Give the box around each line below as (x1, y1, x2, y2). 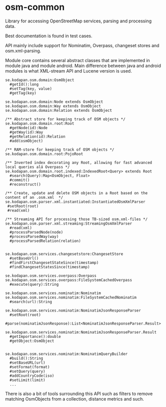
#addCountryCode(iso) (9, 373, 55, 378)
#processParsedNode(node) (9, 230, 64, 235)
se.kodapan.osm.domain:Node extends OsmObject (5, 99, 103, 104)
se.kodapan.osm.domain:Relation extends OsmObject (5, 108, 112, 113)
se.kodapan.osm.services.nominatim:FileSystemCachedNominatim (5, 295, 137, 300)
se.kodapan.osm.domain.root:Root (5, 121, 75, 126)
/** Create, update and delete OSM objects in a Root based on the (5, 190, 148, 195)
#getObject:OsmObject (9, 338, 55, 343)
